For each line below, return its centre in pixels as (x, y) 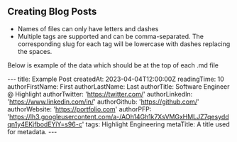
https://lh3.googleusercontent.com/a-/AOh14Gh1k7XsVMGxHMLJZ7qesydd (119, 116)
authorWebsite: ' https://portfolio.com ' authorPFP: (79, 109)
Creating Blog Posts (52, 12)
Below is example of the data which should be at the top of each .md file (113, 65)
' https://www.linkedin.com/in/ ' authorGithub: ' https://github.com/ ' (104, 102)
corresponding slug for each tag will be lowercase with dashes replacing (124, 44)
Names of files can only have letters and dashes (88, 28)
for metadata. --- (32, 131)
